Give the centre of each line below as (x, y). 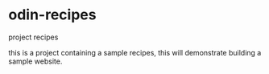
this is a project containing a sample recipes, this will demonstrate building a (135, 52)
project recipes (33, 37)
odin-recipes (52, 15)
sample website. (35, 61)
